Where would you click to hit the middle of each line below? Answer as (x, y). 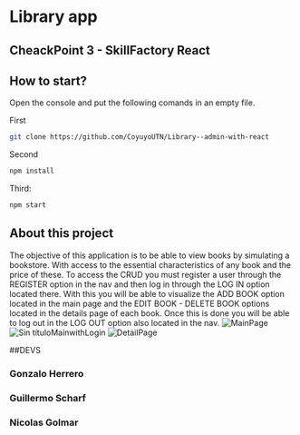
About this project (62, 233)
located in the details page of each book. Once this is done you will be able (150, 313)
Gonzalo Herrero (47, 373)
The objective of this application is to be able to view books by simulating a (150, 255)
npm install (32, 171)
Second (24, 154)
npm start (28, 205)
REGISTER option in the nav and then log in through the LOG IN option (140, 284)
